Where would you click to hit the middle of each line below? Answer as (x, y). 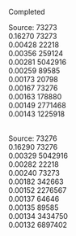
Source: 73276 (33, 138)
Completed (27, 12)
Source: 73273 (33, 27)
